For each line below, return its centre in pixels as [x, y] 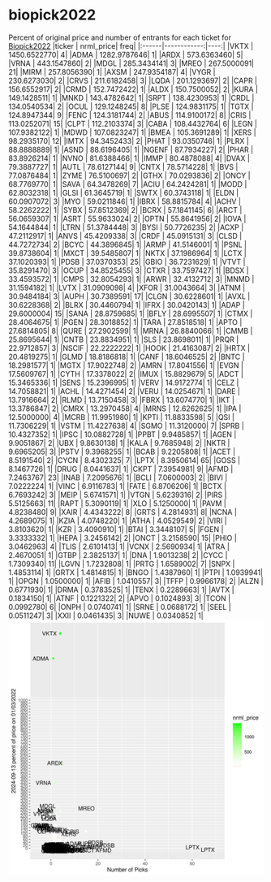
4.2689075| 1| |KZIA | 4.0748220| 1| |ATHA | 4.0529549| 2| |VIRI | [118, 521]
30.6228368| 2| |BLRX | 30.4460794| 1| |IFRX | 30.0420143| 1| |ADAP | [127, 305]
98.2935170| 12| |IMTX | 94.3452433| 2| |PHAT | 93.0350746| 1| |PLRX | [129, 141]
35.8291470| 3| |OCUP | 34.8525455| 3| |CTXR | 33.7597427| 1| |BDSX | [129, 270]
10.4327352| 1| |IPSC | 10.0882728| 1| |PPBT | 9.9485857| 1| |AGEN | [123, 434]
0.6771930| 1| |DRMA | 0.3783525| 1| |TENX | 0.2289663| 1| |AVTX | [121, 590]
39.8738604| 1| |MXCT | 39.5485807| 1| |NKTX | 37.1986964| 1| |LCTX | [128, 253]
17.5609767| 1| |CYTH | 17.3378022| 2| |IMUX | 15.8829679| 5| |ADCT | [126, 374]
